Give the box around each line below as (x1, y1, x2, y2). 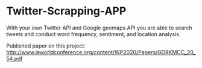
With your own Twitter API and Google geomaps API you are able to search (6, 24, 193, 31)
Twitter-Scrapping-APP (6, 4, 127, 18)
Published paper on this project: (6, 42, 86, 49)
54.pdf (6, 55, 23, 62)
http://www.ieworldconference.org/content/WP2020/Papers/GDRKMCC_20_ (6, 48, 196, 55)
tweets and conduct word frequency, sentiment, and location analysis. (6, 30, 181, 37)
